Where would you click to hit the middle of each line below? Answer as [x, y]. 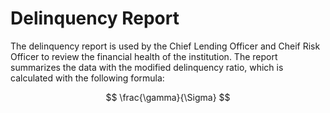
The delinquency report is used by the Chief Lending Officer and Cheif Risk [165, 46]
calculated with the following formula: [87, 78]
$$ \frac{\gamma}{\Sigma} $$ [168, 97]
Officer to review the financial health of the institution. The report [144, 56]
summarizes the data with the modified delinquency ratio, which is [147, 67]
